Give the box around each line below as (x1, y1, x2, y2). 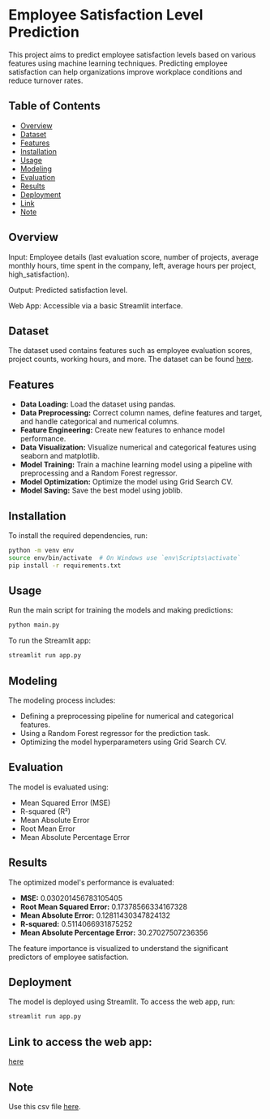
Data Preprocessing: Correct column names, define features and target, (19, 408, 263, 418)
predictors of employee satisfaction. (8, 952, 130, 962)
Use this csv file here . (8, 1101, 81, 1111)
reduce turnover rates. (8, 75, 84, 85)
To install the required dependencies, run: (8, 531, 148, 540)
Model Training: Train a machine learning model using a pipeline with (19, 460, 253, 470)
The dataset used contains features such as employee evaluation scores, (8, 346, 253, 355)
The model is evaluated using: (8, 781, 109, 792)
